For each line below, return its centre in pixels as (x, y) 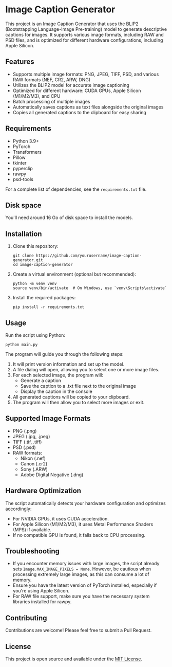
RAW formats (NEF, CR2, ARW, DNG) (52, 79)
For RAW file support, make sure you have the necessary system (81, 596)
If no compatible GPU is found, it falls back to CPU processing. (79, 535)
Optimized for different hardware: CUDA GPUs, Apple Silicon (77, 91)
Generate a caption (41, 381)
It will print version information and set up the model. (69, 364)
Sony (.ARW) (34, 469)
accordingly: (18, 509)
